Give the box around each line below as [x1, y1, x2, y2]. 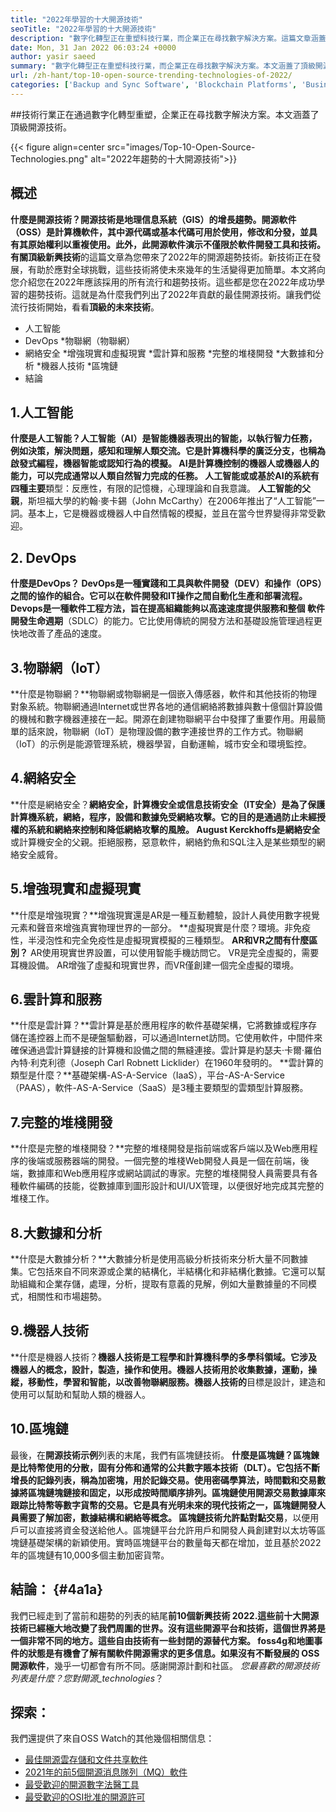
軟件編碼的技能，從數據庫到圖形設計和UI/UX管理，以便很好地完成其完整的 [18, 1180, 325, 1192]
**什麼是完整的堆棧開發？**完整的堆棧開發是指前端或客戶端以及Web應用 [10, 1142, 310, 1155]
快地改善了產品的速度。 [10, 627, 107, 640]
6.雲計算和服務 [10, 991, 103, 1008]
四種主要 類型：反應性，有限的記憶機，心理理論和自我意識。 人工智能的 [10, 482, 302, 495]
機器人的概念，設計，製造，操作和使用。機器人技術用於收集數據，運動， [10, 1363, 308, 1375]
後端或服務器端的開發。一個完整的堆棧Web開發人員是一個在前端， [27, 1155, 301, 1167]
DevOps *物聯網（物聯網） [24, 334, 136, 346]
